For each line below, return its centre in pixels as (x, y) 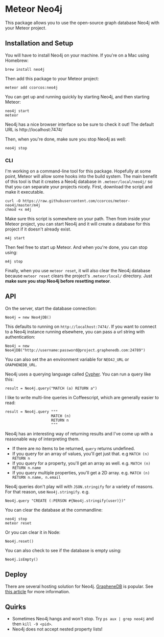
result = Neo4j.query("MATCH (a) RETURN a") (51, 388)
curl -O (13, 201)
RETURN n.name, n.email (36, 477)
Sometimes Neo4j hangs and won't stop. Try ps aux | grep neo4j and (83, 619)
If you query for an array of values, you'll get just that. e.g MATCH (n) (81, 454)
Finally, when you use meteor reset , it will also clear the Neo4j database (78, 271)
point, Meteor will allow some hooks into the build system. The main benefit (81, 176)
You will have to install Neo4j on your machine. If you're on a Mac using (77, 55)
